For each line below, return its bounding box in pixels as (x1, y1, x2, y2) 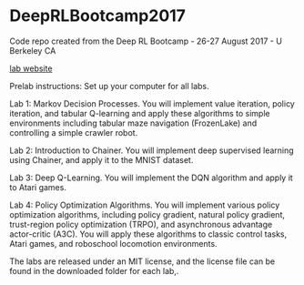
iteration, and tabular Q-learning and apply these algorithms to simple (9, 107, 270, 118)
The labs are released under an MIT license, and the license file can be (9, 256, 276, 267)
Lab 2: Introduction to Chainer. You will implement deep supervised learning (9, 145, 294, 156)
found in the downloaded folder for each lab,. (9, 265, 179, 276)
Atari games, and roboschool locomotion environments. (9, 238, 218, 249)
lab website (9, 63, 53, 74)
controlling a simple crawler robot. (9, 127, 138, 137)
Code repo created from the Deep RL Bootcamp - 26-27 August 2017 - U (9, 36, 282, 46)
